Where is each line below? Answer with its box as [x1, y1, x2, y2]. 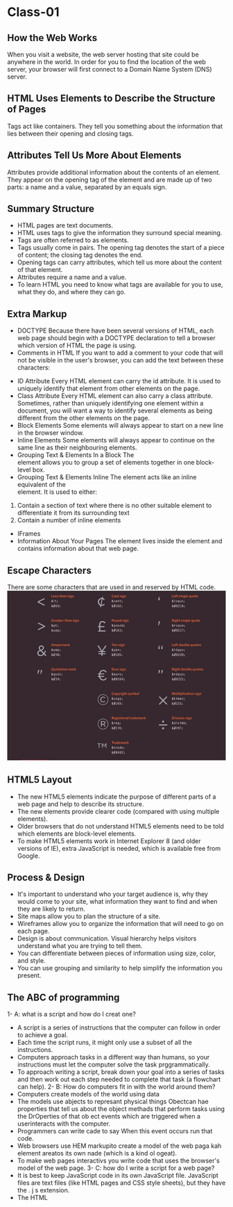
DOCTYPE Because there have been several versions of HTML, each [17, 326, 214, 335]
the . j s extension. [17, 1186, 70, 1194]
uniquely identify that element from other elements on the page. [17, 384, 200, 393]
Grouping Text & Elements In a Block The [17, 451, 135, 459]
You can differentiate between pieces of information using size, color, [17, 949, 216, 957]
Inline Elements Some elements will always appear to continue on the [17, 436, 215, 445]
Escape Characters [7, 564, 92, 576]
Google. [17, 852, 40, 860]
